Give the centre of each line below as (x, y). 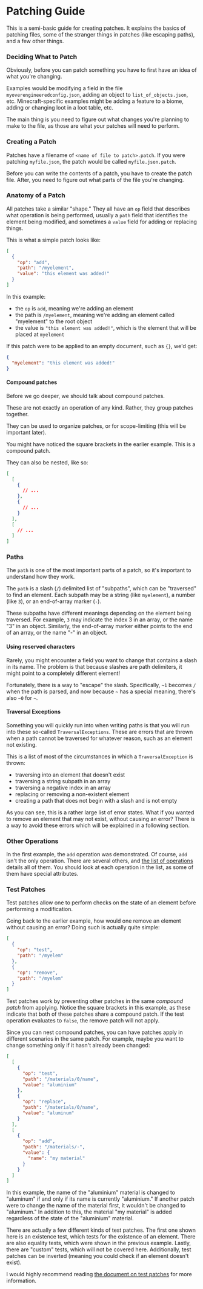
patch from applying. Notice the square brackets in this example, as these (98, 1008)
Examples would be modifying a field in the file (65, 88)
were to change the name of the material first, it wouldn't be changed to (96, 1206)
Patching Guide (46, 11)
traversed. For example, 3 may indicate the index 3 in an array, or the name (100, 620)
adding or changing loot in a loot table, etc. (60, 108)
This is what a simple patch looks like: (54, 240)
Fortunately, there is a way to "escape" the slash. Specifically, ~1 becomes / (101, 685)
